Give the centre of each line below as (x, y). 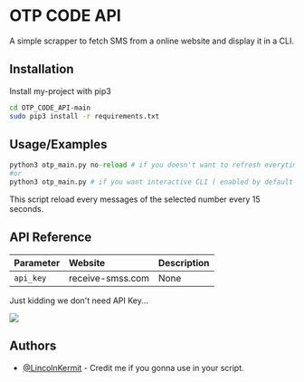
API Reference (51, 238)
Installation (42, 69)
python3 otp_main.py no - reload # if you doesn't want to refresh (135, 165)
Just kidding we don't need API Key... (79, 301)
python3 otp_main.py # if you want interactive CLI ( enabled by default (152, 182)
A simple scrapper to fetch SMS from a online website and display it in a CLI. (152, 41)
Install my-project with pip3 (60, 91)
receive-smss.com (109, 278)
